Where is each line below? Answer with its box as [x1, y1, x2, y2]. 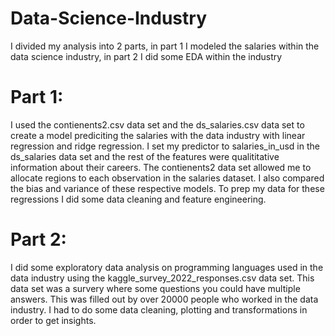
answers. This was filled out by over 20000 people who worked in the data [10, 293, 319, 305]
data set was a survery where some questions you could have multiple [10, 282, 301, 294]
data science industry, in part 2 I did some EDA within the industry [10, 50, 283, 62]
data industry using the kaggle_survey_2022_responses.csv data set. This [10, 272, 315, 284]
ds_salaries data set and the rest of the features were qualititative [10, 150, 280, 162]
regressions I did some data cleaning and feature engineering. [10, 193, 267, 205]
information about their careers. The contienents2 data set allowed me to [10, 161, 312, 173]
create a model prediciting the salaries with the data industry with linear [10, 129, 306, 141]
